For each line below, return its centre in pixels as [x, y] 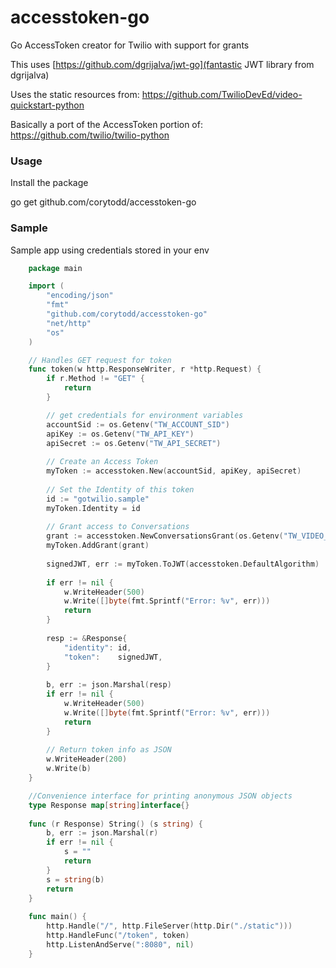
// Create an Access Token [102, 462]
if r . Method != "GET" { [95, 379]
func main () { [57, 917]
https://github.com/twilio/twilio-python [90, 135]
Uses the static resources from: [75, 94]
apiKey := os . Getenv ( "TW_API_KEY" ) [120, 434]
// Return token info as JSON [109, 750]
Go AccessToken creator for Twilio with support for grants [130, 45]
